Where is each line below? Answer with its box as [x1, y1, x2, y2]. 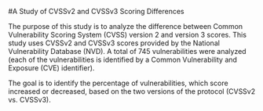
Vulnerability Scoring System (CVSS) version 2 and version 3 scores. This [8, 30, 247, 39]
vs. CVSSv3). [8, 95, 51, 104]
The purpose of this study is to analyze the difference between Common [8, 22, 243, 30]
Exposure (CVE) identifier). [8, 63, 95, 73]
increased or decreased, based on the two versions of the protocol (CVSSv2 [8, 87, 256, 96]
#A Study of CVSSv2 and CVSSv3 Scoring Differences [8, 7, 184, 16]
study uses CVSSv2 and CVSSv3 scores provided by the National [8, 38, 220, 48]
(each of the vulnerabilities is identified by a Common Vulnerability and [8, 55, 238, 64]
